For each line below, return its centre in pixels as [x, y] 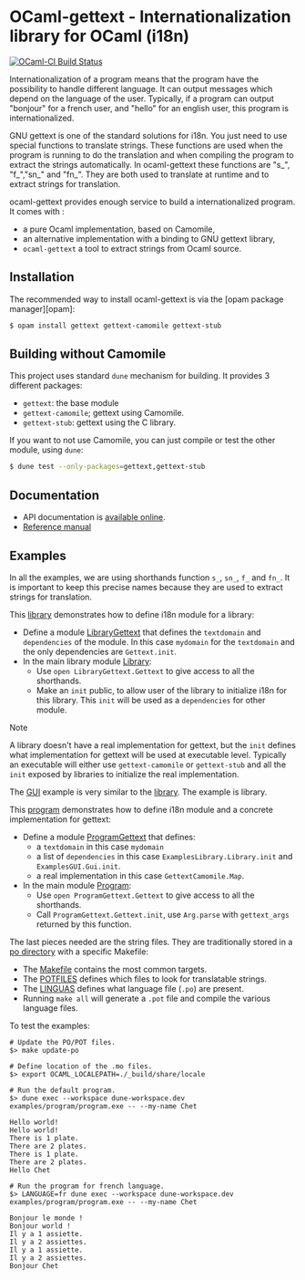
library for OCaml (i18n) [99, 36]
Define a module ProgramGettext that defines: [109, 837]
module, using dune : [46, 450]
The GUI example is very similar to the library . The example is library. [138, 792]
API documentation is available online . [94, 517]
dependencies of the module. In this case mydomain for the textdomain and [158, 641]
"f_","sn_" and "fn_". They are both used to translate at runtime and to [139, 174]
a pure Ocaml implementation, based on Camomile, [119, 229]
